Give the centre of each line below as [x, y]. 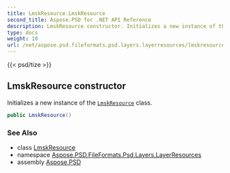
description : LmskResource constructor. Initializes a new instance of [111, 26]
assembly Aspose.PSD [49, 162]
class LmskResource [46, 147]
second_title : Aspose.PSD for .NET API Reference [79, 20]
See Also [22, 133]
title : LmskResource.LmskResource [56, 13]
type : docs [23, 32]
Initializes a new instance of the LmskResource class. [80, 103]
